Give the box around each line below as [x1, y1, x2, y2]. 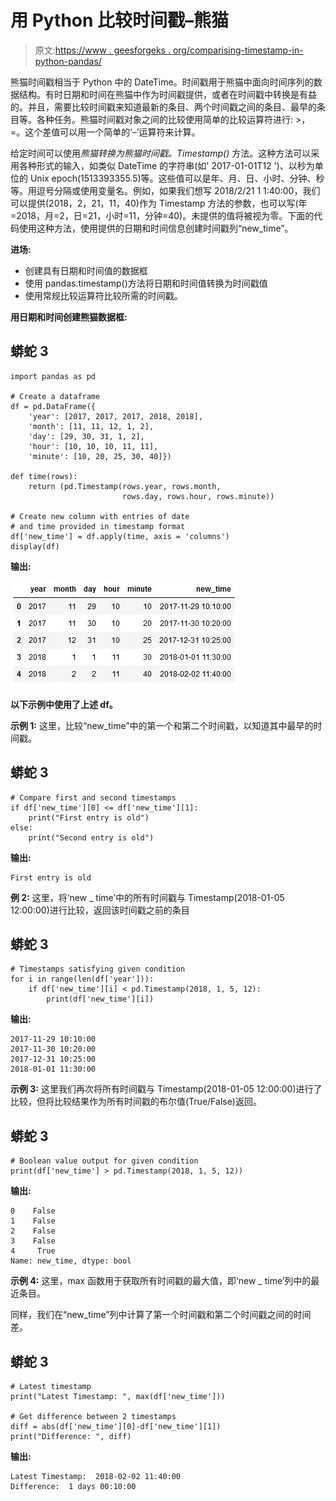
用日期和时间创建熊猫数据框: [10, 311, 128, 323]
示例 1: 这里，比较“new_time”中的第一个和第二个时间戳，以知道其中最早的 [10, 719, 314, 731]
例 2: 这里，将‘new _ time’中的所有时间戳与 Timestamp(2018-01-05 [10, 891, 285, 903]
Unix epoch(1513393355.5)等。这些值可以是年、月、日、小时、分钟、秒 [29, 172, 325, 184]
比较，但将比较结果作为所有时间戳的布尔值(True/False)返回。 [10, 1096, 262, 1108]
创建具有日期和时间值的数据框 [24, 264, 148, 276]
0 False [10, 1206, 56, 1216]
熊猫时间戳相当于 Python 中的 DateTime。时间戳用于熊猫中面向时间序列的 [10, 76, 314, 88]
